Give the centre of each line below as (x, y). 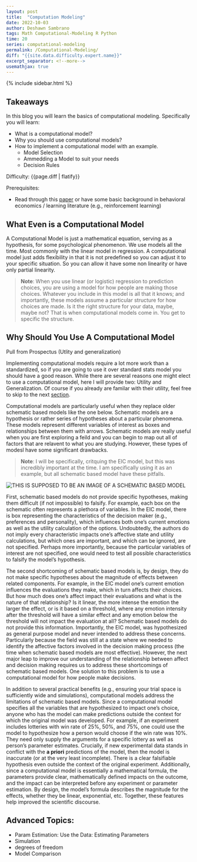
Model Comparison (38, 853)
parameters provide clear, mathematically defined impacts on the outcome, (97, 776)
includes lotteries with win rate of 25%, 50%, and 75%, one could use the (95, 726)
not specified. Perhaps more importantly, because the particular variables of (98, 547)
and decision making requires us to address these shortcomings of (87, 665)
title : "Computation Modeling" (46, 17)
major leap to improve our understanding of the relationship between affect (97, 658)
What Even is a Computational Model (75, 224)
